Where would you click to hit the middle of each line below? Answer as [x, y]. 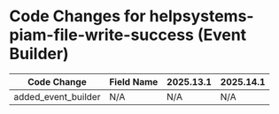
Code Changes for [77, 16]
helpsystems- [201, 16]
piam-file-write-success [102, 35]
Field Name [134, 81]
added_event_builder [57, 96]
